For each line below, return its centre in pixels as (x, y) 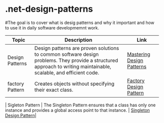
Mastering (138, 54)
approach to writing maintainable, (73, 66)
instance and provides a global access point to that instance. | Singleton (78, 110)
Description (78, 40)
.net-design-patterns (49, 9)
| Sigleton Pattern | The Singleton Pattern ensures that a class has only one (81, 105)
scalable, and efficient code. (67, 73)
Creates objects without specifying (74, 83)
